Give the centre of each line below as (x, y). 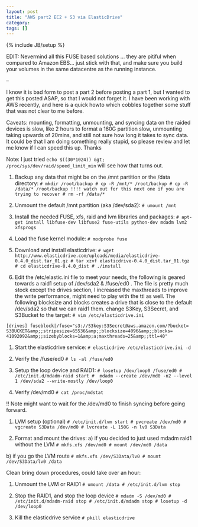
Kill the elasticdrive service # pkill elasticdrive (74, 518)
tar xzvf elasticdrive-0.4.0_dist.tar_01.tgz (133, 261)
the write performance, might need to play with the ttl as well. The (95, 296)
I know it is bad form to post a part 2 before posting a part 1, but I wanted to (98, 92)
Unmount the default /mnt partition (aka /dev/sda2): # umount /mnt (95, 205)
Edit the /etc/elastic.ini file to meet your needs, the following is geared (100, 277)
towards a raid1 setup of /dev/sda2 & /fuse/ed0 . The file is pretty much (102, 284)
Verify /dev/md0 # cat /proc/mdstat (59, 392)
